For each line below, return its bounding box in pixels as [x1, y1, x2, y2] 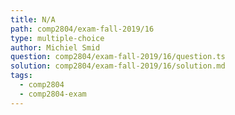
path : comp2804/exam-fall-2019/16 [10, 24, 155, 34]
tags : [10, 71, 33, 81]
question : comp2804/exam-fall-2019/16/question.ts [10, 52, 226, 62]
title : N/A [10, 14, 56, 25]
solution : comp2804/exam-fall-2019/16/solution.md [10, 61, 226, 71]
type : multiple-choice [10, 33, 105, 43]
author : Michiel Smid [10, 42, 101, 53]
